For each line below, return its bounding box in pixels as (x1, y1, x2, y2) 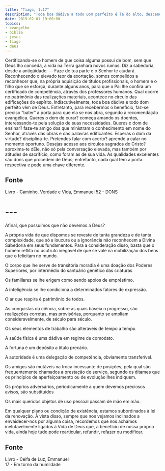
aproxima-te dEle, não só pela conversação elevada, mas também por (5, 146, 147, 152)
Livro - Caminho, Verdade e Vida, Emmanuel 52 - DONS (5, 189, 118, 195)
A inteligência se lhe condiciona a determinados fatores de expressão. (5, 287, 147, 293)
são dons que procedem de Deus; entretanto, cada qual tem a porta (5, 156, 142, 162)
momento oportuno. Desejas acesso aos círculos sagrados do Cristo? (5, 141, 146, 147)
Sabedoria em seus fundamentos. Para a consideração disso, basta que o (5, 242, 155, 248)
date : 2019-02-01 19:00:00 (5, 16, 60, 21)
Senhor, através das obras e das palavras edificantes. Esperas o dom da (5, 130, 151, 136)
